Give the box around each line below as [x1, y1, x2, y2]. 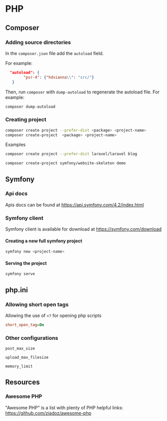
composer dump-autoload [5, 104, 56, 109]
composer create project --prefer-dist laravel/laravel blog [5, 152, 138, 157]
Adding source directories [5, 39, 71, 46]
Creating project [5, 116, 47, 123]
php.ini [5, 285, 28, 294]
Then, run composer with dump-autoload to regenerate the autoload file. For [5, 89, 160, 95]
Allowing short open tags [5, 301, 69, 308]
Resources [5, 378, 40, 386]
